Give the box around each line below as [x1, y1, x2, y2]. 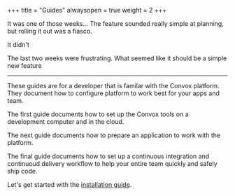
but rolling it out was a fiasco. [7, 27, 92, 35]
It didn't [7, 41, 30, 48]
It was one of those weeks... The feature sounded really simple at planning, [7, 20, 224, 27]
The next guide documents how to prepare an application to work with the [7, 131, 221, 139]
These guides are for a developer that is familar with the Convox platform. [7, 82, 220, 90]
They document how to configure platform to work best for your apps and [7, 89, 220, 97]
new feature [7, 62, 42, 69]
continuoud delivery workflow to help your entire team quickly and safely [7, 160, 218, 167]
